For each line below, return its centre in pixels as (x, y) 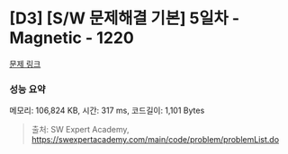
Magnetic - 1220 (72, 38)
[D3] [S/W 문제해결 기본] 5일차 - (125, 18)
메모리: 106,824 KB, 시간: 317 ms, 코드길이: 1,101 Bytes (107, 111)
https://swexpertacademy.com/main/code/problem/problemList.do (155, 140)
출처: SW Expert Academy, (80, 130)
